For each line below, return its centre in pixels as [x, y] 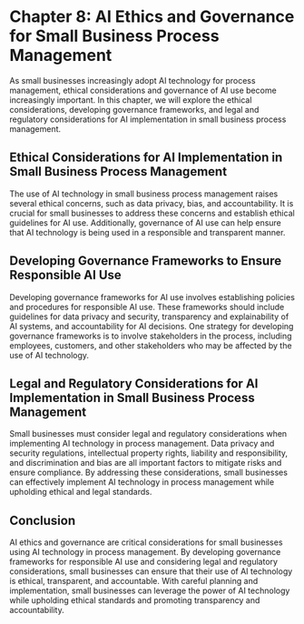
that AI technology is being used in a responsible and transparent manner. [147, 232]
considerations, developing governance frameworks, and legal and [134, 109]
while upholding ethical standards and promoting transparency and [135, 600]
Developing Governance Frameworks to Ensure [146, 261]
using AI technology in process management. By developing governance [145, 552]
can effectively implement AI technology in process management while [142, 482]
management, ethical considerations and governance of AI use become [143, 90]
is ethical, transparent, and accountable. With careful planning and [134, 581]
